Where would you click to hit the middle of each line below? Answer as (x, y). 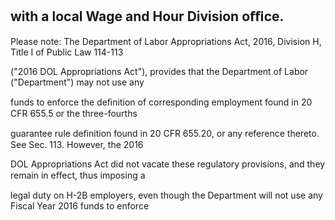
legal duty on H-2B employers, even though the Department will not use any (166, 195)
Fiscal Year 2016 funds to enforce (80, 205)
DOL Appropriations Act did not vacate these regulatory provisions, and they (168, 164)
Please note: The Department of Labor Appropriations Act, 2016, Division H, (166, 41)
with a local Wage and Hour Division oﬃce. (147, 16)
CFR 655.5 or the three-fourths (74, 113)
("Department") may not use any (77, 82)
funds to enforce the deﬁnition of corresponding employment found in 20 (161, 102)
